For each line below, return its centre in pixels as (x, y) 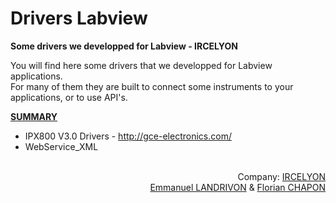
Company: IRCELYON (281, 176)
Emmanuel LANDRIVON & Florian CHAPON (237, 187)
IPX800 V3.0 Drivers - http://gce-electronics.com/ (128, 136)
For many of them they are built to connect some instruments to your (152, 86)
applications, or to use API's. (69, 97)
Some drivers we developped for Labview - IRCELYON (124, 46)
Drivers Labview (79, 18)
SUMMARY (34, 116)
